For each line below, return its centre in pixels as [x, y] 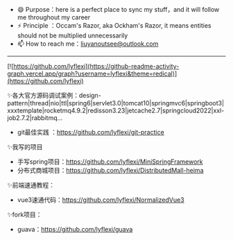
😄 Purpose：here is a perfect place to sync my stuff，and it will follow [118, 9]
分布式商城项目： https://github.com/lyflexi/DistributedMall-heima [110, 170]
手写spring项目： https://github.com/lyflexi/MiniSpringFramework [110, 162]
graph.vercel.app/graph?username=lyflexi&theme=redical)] [92, 74]
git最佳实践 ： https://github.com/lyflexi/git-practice [90, 132]
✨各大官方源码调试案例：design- [54, 95]
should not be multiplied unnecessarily [72, 35]
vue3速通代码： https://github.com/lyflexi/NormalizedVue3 [101, 200]
